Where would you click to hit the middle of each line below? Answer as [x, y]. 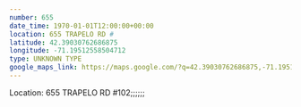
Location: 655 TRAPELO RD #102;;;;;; [77, 92]
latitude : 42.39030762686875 [64, 42]
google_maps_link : [43, 68]
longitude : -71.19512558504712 [68, 51]
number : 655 [31, 17]
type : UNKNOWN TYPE [46, 59]
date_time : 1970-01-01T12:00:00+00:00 [82, 26]
